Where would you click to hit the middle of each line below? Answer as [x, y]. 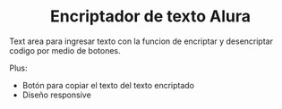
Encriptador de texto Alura [150, 17]
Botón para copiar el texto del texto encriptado [108, 85]
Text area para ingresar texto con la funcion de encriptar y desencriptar [141, 41]
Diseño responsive [56, 95]
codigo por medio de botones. [65, 50]
